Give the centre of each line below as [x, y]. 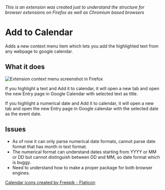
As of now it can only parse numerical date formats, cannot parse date [84, 141]
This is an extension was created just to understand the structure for [75, 7]
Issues [16, 129]
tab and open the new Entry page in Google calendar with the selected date [82, 108]
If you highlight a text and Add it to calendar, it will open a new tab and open [82, 88]
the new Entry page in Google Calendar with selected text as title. [71, 94]
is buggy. [21, 162]
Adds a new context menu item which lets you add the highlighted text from [82, 46]
